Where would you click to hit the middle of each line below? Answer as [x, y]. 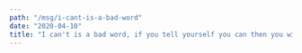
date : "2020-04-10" [46, 26]
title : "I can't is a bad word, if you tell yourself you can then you [146, 34]
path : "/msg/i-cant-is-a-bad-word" [76, 18]
